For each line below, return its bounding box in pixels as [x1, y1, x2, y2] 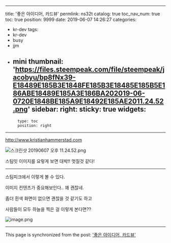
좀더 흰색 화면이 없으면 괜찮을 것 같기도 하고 [5, 195, 93, 201]
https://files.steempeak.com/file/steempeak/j [15, 65, 165, 74]
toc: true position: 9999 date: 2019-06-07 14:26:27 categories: [5, 16, 137, 22]
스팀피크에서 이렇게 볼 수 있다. [5, 174, 65, 180]
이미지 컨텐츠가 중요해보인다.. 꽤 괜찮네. [5, 184, 84, 191]
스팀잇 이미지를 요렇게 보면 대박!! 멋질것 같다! [5, 158, 95, 164]
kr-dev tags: [12, 26, 39, 32]
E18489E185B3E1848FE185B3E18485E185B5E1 [12, 81, 165, 90]
